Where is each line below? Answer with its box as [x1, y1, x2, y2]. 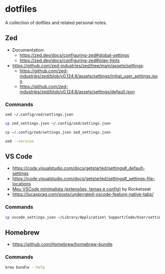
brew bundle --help [5, 265, 45, 270]
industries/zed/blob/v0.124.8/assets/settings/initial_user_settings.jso [19, 73, 158, 79]
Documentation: [12, 47, 45, 53]
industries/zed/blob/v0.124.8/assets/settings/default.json [19, 88, 135, 94]
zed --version [5, 138, 34, 143]
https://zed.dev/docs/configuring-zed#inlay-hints [19, 57, 120, 63]
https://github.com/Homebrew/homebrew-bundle [12, 242, 113, 247]
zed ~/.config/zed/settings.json [5, 112, 74, 117]
